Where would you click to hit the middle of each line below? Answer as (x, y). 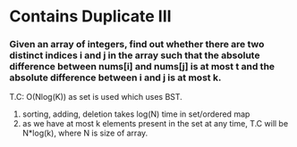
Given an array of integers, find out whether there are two (137, 45)
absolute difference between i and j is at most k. (115, 78)
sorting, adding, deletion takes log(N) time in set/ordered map (136, 114)
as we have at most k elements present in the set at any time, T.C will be (155, 124)
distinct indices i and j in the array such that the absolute (135, 55)
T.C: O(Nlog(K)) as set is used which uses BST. (96, 97)
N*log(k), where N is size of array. (85, 133)
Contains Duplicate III (90, 16)
